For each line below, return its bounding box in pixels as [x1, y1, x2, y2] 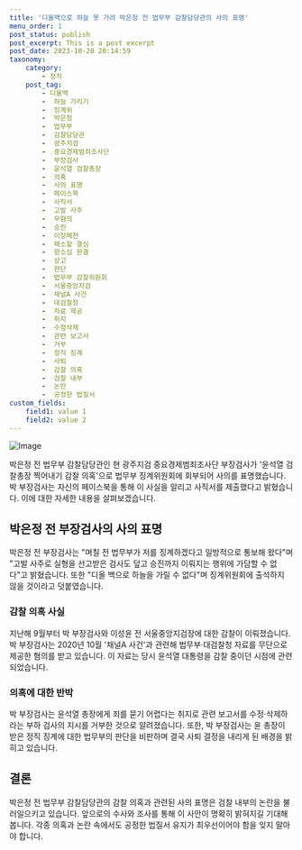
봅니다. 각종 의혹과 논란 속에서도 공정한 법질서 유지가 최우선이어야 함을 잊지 [9, 819, 274, 830]
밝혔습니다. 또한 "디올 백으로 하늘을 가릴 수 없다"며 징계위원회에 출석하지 [30, 570, 286, 580]
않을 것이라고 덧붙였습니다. [9, 580, 104, 591]
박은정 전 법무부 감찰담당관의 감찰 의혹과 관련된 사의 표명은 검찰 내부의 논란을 [9, 797, 281, 808]
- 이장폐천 [41, 231, 79, 240]
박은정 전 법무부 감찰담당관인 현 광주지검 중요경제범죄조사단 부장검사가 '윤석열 [9, 459, 284, 470]
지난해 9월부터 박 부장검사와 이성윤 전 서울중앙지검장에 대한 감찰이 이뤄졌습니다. [9, 627, 291, 638]
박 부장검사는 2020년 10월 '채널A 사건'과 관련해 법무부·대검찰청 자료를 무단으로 [9, 639, 288, 650]
